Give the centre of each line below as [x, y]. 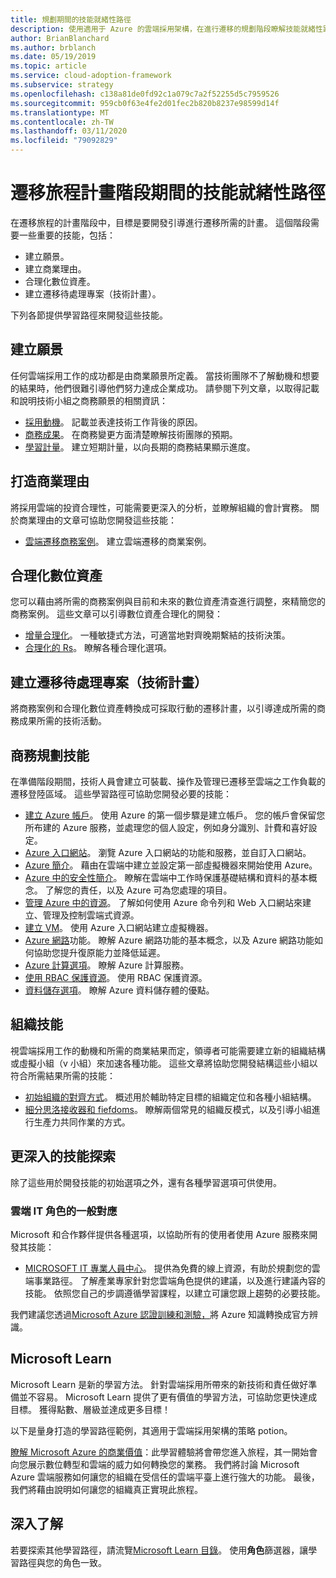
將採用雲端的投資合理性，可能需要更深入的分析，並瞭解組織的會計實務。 [159, 507]
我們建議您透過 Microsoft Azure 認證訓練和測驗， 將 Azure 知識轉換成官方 [160, 1314]
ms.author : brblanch [53, 47]
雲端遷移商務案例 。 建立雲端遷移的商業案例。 [118, 541]
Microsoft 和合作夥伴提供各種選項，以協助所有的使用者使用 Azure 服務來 [160, 1234]
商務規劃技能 [50, 755]
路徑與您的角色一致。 [62, 1562]
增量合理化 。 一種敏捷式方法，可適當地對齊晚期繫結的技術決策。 [157, 635]
